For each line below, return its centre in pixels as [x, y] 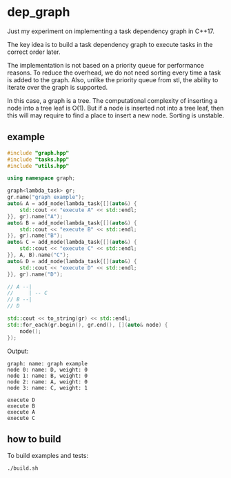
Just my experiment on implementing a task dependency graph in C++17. [111, 31]
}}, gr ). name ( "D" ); [35, 274]
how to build [34, 439]
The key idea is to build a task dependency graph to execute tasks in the [110, 44]
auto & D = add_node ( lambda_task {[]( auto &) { [72, 261]
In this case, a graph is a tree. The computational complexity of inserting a [113, 100]
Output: [18, 351]
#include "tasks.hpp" [38, 160]
